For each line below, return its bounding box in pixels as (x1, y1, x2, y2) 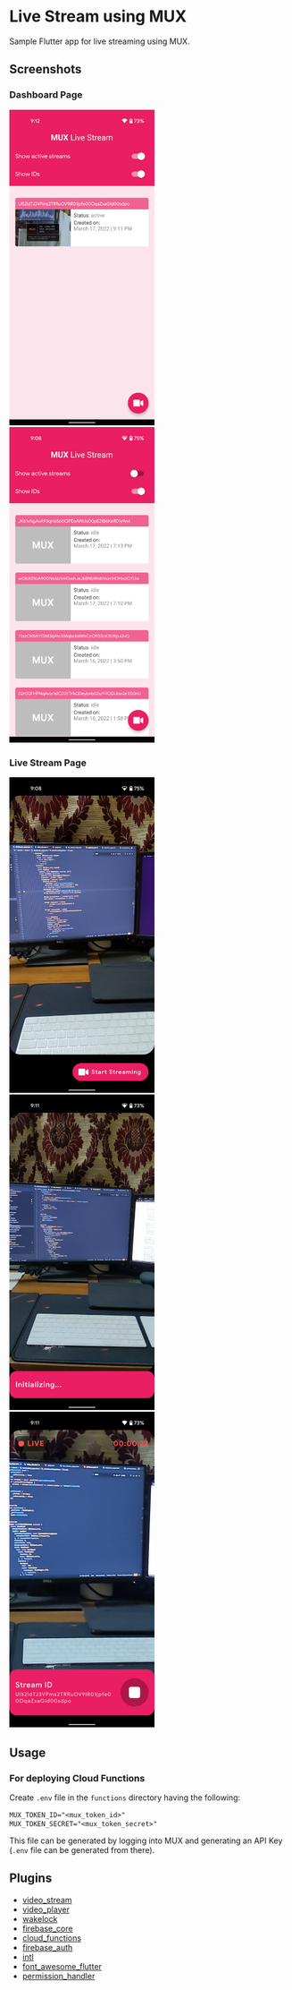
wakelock (21, 1913, 58, 1924)
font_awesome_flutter (21, 1960, 103, 1971)
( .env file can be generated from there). (9, 1844, 155, 1855)
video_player (21, 1904, 70, 1915)
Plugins (9, 1871, 53, 1886)
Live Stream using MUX (9, 6, 188, 27)
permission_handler (21, 1970, 96, 1981)
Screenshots (9, 62, 82, 77)
